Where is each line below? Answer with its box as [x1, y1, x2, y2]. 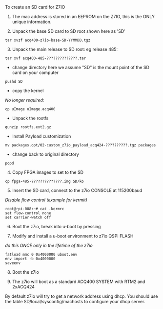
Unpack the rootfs [12, 115, 49, 121]
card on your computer [12, 70, 59, 75]
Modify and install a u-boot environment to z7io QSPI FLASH [12, 233, 134, 239]
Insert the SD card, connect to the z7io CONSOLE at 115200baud [12, 188, 143, 193]
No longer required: [5, 97, 44, 103]
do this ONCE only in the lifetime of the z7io [5, 242, 93, 248]
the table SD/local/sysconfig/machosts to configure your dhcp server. [5, 299, 145, 304]
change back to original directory [12, 151, 79, 157]
